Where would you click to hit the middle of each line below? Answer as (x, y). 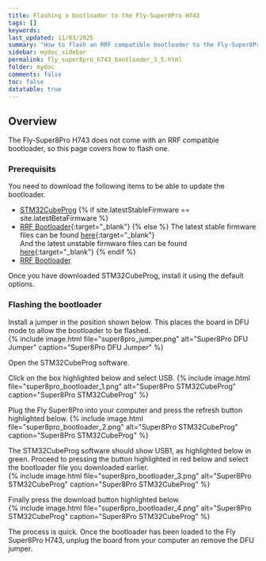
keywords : (25, 30)
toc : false (26, 81)
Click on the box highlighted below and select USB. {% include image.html (129, 377)
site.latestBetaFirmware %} (64, 218)
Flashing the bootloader (55, 305)
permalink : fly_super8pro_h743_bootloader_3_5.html (95, 60)
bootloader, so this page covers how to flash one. (89, 149)
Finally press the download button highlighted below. (94, 499)
